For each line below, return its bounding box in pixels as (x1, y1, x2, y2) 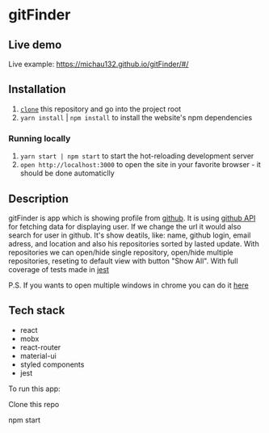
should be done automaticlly (19, 168, 115, 179)
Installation (8, 82, 66, 96)
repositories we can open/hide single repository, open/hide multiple (8, 247, 234, 257)
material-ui (19, 351, 57, 360)
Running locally (8, 132, 71, 144)
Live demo (8, 38, 62, 52)
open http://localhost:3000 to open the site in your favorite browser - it (19, 160, 261, 170)
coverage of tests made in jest (8, 264, 109, 274)
